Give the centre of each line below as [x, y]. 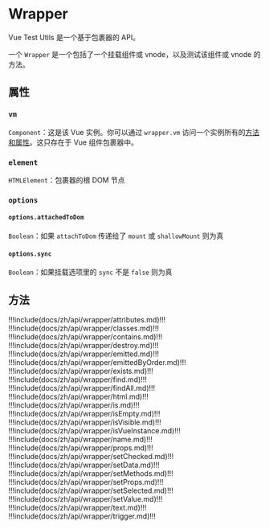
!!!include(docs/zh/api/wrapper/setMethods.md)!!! [91, 474]
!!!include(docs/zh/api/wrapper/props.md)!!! [81, 448]
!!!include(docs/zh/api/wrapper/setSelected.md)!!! [91, 490]
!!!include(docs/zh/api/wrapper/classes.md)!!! [84, 328]
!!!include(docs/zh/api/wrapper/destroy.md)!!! [84, 346]
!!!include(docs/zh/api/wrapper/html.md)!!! [78, 397]
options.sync [30, 254]
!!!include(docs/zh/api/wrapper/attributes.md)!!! [87, 320]
